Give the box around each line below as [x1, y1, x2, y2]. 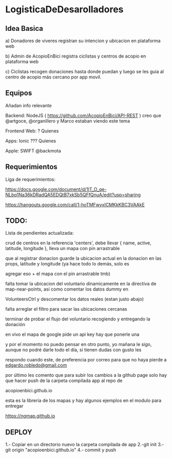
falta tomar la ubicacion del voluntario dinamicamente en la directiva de [5, 281, 157, 287]
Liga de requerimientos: [5, 176, 55, 182]
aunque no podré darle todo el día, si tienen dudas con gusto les [5, 347, 142, 353]
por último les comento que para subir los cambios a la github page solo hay [5, 372, 167, 378]
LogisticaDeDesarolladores [5, 4, 124, 15]
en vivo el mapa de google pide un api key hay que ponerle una [5, 331, 140, 337]
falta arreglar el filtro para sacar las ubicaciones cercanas [5, 306, 127, 312]
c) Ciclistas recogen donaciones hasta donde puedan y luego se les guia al [5, 68, 164, 74]
